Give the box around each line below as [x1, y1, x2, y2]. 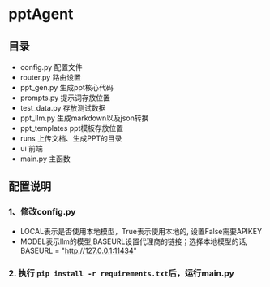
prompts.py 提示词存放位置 [19, 93, 111, 102]
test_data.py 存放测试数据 [19, 103, 106, 112]
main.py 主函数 [19, 154, 71, 163]
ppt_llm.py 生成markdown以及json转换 [19, 113, 149, 123]
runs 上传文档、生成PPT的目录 [19, 133, 122, 143]
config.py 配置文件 [19, 63, 83, 72]
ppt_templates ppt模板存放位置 [19, 124, 124, 133]
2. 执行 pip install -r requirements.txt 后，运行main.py [8, 267, 235, 279]
